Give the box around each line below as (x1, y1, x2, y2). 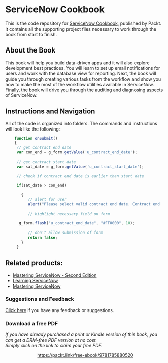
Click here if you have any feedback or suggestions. (5, 307, 114, 313)
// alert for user (27, 197, 67, 202)
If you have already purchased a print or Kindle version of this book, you (5, 331, 157, 338)
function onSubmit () (14, 136, 58, 141)
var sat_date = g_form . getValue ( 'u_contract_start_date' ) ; (16, 164, 144, 169)
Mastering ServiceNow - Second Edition (12, 272, 97, 278)
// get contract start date (16, 159, 76, 164)
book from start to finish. (5, 31, 57, 37)
